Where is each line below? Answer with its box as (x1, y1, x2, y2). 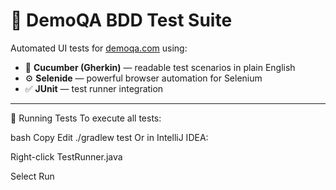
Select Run (10, 170, 55, 182)
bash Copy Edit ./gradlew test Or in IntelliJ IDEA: (10, 131, 209, 143)
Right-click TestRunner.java (10, 150, 123, 163)
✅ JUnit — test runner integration (24, 82, 164, 94)
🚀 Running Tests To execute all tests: (10, 112, 162, 124)
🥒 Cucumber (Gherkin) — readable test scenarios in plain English (24, 61, 296, 73)
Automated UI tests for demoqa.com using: (10, 42, 188, 54)
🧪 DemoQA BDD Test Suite (10, 9, 233, 32)
